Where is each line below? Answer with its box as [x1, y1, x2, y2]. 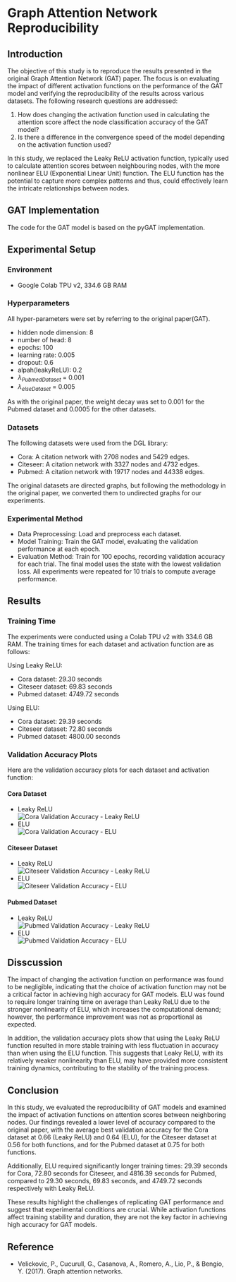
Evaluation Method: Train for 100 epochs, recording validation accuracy [17, 552, 225, 560]
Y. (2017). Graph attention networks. [17, 1267, 123, 1276]
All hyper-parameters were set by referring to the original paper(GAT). [7, 314, 211, 322]
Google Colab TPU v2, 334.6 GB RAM [17, 281, 128, 289]
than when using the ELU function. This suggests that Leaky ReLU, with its [7, 1049, 223, 1058]
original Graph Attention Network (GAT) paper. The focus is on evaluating [7, 74, 220, 83]
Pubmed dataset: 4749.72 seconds [17, 689, 120, 698]
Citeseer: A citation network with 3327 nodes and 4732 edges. [17, 460, 200, 468]
